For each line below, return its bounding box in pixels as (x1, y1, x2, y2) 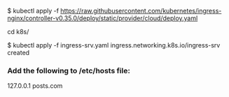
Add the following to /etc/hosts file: (7, 66, 131, 75)
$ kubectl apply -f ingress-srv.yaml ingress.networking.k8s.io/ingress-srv (7, 41, 221, 49)
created (7, 49, 30, 57)
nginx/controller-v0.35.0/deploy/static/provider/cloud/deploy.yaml (7, 14, 198, 22)
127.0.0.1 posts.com (7, 82, 63, 90)
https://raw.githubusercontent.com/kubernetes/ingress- (60, 7, 222, 15)
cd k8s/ (7, 28, 29, 36)
